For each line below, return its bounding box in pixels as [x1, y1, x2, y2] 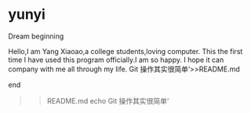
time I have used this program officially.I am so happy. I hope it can [8, 55, 224, 64]
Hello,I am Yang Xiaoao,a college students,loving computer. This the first [8, 46, 243, 56]
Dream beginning [8, 31, 64, 41]
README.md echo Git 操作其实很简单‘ [46, 96, 169, 105]
